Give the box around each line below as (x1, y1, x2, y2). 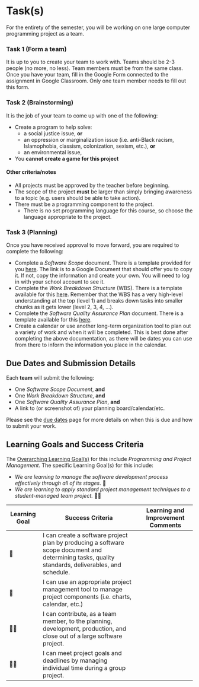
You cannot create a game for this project (14, 155, 119, 162)
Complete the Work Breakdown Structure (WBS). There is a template (14, 285, 182, 292)
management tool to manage (42, 585, 123, 593)
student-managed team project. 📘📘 (14, 492, 102, 499)
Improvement (146, 513, 185, 521)
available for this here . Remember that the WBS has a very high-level (14, 291, 183, 298)
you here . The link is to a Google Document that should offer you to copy (14, 266, 192, 273)
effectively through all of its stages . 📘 (14, 479, 107, 486)
